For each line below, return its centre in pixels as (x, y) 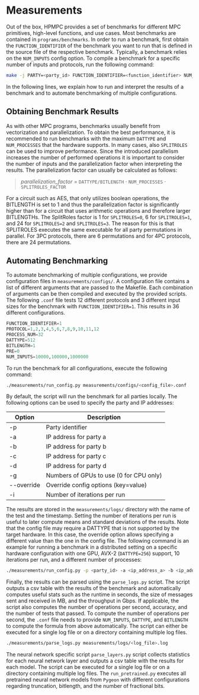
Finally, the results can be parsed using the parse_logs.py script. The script (98, 582)
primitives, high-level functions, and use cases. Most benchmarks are (91, 33)
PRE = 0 (13, 351)
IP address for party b (76, 447)
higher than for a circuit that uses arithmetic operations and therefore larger (98, 210)
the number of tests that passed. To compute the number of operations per (98, 613)
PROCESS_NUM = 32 (25, 335)
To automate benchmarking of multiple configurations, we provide (87, 275)
